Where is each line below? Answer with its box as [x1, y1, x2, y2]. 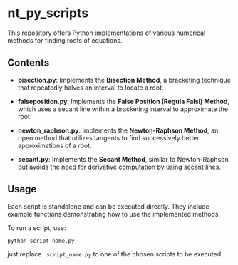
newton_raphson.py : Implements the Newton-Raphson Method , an [17, 126, 219, 135]
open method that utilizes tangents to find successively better [17, 133, 200, 142]
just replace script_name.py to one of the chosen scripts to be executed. [7, 250, 223, 259]
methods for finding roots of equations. [7, 36, 123, 44]
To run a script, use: [7, 223, 66, 232]
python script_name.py [7, 237, 75, 244]
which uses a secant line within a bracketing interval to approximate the [17, 105, 229, 113]
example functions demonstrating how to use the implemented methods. [7, 209, 221, 218]
